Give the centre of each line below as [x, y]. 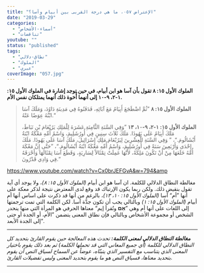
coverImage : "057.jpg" [35, 74]
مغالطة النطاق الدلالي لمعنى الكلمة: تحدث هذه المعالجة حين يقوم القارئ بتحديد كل [99, 239]
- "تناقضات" [28, 34]
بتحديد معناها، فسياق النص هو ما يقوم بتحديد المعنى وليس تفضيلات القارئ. [90, 258]
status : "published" [33, 46]
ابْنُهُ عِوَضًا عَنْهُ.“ [39, 115]
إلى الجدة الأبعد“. [26, 221]
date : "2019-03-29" [31, 18]
